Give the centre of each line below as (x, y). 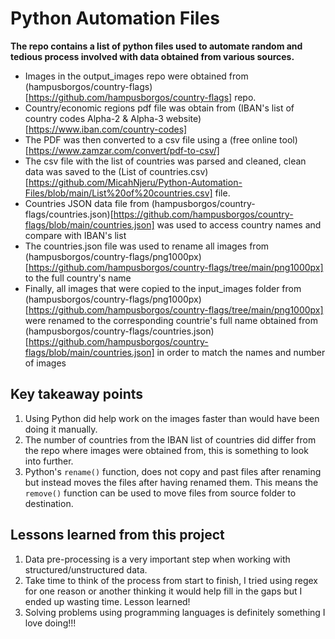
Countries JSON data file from (87, 203)
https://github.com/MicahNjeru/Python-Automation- (135, 182)
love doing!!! (50, 623)
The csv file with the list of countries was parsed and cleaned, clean (165, 161)
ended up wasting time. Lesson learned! (107, 601)
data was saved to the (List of (86, 171)
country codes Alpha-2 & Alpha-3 (94, 118)
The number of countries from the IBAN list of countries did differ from (170, 439)
